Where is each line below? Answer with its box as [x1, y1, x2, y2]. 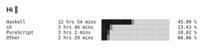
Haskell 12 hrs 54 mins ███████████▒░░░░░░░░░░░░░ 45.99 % [6, 19, 198, 25]
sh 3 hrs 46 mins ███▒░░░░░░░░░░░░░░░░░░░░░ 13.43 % [6, 24, 198, 31]
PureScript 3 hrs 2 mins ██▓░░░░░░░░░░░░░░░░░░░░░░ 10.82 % [6, 30, 198, 36]
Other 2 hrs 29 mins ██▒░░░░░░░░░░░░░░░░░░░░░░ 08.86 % [6, 35, 198, 41]
